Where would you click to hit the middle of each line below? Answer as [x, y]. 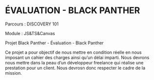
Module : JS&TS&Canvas [30, 33]
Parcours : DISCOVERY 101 [32, 24]
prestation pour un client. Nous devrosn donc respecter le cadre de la [75, 68]
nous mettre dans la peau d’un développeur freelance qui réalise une [74, 62]
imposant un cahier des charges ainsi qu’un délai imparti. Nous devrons [77, 57]
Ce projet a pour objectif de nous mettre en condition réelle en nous [73, 52]
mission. [13, 73]
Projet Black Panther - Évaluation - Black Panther [55, 43]
